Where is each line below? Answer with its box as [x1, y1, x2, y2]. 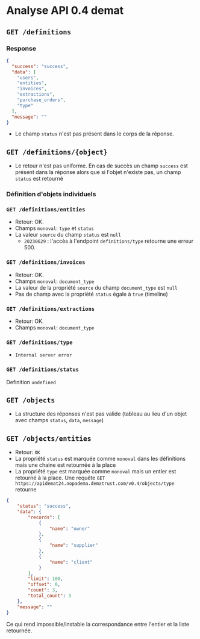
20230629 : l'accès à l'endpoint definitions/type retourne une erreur [23, 237, 194, 245]
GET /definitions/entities [6, 206, 86, 213]
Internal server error [14, 352, 72, 358]
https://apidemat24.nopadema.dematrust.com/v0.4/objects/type [14, 481, 175, 487]
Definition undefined [6, 378, 56, 385]
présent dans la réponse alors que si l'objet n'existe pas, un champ [14, 169, 181, 176]
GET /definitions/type [6, 338, 73, 346]
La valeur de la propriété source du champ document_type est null [14, 284, 178, 291]
